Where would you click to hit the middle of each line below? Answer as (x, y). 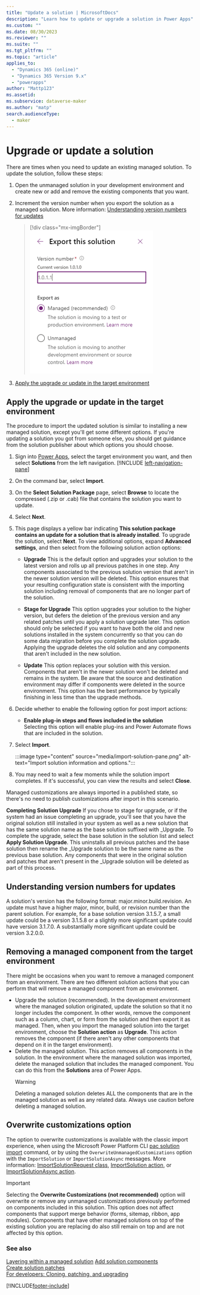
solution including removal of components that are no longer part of (107, 591)
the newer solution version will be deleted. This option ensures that (106, 578)
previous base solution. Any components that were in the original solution (96, 855)
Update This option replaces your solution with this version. (97, 665)
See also (19, 1248)
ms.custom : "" (24, 25)
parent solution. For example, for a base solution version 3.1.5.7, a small (93, 914)
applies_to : (21, 63)
